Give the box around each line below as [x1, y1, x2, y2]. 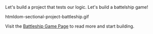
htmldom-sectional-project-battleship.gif [5, 14, 89, 19]
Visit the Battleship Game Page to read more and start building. [5, 23, 135, 29]
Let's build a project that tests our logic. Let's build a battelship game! [5, 4, 149, 10]
